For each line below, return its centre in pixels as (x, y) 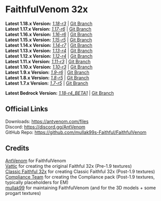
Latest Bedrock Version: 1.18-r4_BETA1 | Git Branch (60, 93)
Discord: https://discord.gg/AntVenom (45, 127)
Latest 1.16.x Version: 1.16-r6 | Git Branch (49, 34)
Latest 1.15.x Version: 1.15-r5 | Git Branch (49, 40)
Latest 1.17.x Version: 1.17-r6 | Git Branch (49, 29)
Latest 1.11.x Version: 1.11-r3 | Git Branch (48, 61)
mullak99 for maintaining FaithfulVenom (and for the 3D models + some (80, 188)
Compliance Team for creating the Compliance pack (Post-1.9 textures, (80, 177)
